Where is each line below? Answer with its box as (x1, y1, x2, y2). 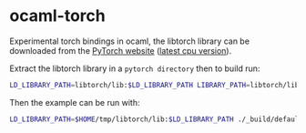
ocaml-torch (9, 5, 107, 26)
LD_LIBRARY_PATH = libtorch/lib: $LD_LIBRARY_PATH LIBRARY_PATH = (9, 80, 250, 89)
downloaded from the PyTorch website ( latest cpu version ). (9, 45, 232, 56)
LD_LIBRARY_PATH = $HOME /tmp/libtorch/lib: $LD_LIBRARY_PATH (9, 115, 234, 124)
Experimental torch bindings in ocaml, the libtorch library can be (9, 36, 250, 46)
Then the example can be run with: (9, 97, 140, 107)
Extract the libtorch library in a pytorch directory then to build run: (9, 63, 260, 74)
